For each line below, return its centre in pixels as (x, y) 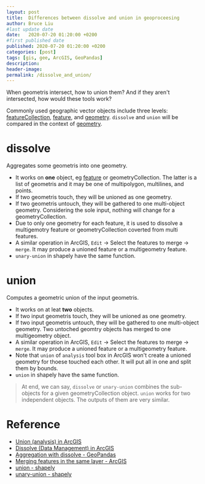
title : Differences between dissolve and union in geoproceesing (93, 18)
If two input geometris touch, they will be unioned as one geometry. (101, 316)
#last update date (30, 29)
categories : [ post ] (31, 52)
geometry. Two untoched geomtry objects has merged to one (93, 329)
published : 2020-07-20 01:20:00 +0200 (56, 47)
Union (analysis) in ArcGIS (48, 442)
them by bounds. (37, 369)
